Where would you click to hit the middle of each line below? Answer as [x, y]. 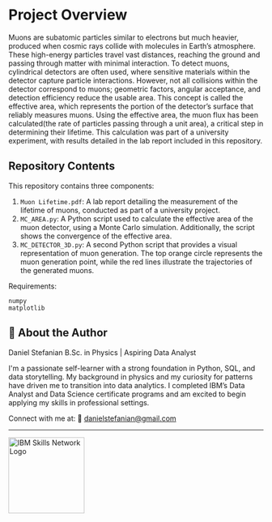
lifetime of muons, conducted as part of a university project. [120, 210]
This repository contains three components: [81, 186]
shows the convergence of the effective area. [96, 236]
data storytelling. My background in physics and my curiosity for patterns [131, 377]
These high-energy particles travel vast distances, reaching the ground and [134, 54]
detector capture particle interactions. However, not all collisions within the [133, 80]
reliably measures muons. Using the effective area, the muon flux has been [134, 114]
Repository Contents [62, 167]
